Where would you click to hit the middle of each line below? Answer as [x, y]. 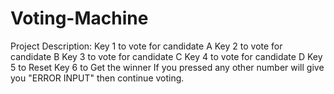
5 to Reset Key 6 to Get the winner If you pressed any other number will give [167, 67]
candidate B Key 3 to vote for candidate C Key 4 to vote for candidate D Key [166, 56]
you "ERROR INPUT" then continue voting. [97, 78]
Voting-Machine [79, 18]
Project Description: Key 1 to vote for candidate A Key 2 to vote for [146, 46]
